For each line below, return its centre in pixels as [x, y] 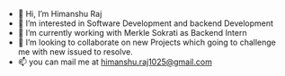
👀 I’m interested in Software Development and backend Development [146, 23]
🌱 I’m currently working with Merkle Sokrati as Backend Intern [132, 33]
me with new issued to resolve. [75, 52]
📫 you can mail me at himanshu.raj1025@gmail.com [115, 62]
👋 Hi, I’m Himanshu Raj [60, 14]
